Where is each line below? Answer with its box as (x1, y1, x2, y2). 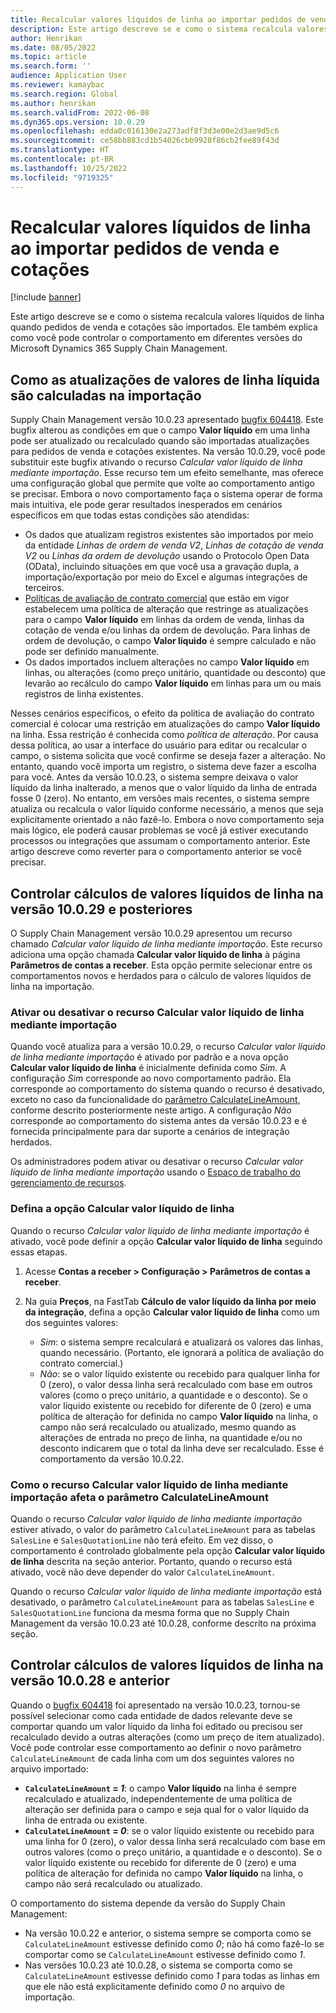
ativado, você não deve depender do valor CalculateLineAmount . (10, 1566, 275, 1578)
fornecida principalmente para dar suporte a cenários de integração (10, 1126, 290, 1138)
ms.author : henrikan (10, 98, 97, 108)
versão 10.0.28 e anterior (10, 1672, 171, 1690)
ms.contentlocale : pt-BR (10, 154, 114, 164)
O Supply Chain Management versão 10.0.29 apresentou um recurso (10, 927, 293, 940)
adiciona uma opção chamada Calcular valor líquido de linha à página (10, 949, 301, 961)
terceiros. (24, 582, 65, 594)
